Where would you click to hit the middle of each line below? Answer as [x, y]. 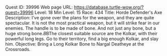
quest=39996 [19, 12]
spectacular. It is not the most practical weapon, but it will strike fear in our [82, 23]
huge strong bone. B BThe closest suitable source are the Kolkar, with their [81, 33]
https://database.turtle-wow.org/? [109, 7]
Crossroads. [18, 49]
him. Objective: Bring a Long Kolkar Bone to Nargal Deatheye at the [75, 44]
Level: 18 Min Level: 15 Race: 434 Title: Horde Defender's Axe [98, 12]
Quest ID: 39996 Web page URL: [39, 7]
